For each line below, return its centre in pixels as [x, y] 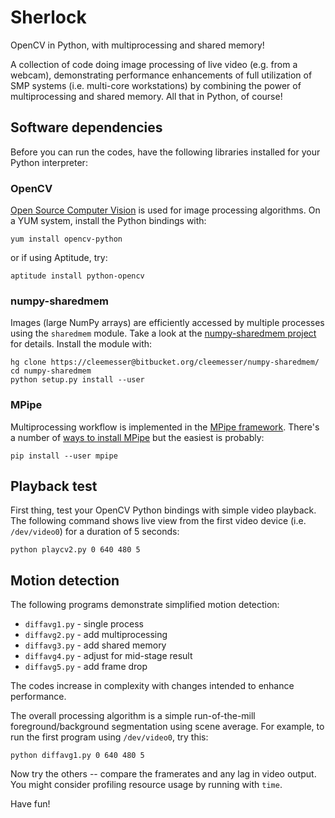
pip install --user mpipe [64, 456]
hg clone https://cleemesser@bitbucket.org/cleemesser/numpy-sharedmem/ [165, 362]
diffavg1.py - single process [84, 624]
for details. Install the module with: [81, 344]
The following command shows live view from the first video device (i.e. [158, 521]
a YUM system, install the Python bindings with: [108, 221]
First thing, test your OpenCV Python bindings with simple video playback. [163, 510]
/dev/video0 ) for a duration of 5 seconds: [95, 532]
